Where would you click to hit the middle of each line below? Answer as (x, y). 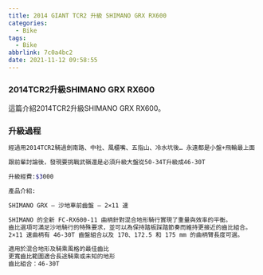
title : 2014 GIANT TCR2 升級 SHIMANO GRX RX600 (88, 16)
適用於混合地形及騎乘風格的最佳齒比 (59, 249)
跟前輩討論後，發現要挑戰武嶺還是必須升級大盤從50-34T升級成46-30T (107, 163)
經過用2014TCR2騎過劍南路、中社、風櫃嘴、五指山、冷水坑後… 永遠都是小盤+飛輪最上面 (131, 148)
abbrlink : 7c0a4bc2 (41, 53)
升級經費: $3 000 (31, 177)
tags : (17, 38)
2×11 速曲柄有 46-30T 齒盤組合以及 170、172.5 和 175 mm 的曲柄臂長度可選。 (126, 235)
